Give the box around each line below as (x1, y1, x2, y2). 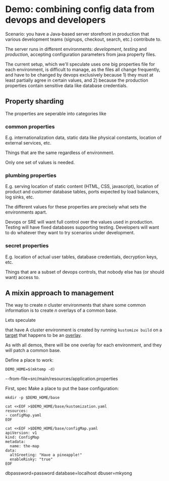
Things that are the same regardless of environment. (5, 150, 115, 156)
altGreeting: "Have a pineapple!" (10, 452, 82, 458)
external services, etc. (5, 140, 51, 146)
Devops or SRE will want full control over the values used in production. (5, 219, 154, 225)
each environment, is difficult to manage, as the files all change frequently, (5, 66, 160, 73)
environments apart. (5, 209, 47, 215)
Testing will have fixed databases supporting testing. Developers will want (5, 224, 159, 230)
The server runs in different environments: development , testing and (5, 46, 147, 52)
